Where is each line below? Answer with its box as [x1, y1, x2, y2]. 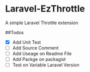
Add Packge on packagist [12, 56, 66, 62]
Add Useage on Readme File [12, 51, 72, 57]
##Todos [5, 29, 24, 35]
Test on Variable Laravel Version [12, 62, 79, 68]
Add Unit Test [12, 39, 41, 45]
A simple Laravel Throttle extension [5, 20, 78, 26]
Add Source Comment [12, 45, 59, 51]
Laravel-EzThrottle [5, 3, 85, 15]
